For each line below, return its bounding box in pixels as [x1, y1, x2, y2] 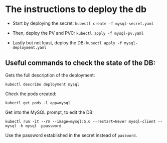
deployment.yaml [12, 45, 47, 50]
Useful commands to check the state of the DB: [5, 59, 155, 67]
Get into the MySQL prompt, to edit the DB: [5, 109, 94, 115]
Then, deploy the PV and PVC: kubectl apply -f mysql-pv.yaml [12, 30, 144, 36]
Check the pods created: [5, 91, 57, 97]
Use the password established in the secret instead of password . [5, 132, 137, 138]
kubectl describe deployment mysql [5, 82, 80, 87]
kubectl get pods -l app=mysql [5, 100, 71, 105]
